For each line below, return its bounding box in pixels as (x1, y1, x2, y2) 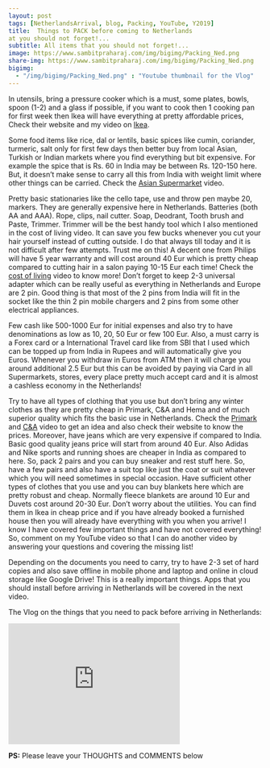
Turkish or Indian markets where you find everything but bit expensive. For (8, 152, 256, 162)
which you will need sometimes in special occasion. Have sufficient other (8, 473, 251, 483)
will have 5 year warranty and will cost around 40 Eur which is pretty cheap (8, 253, 259, 263)
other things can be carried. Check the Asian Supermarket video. (8, 178, 225, 188)
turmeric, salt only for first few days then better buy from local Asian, (8, 143, 238, 153)
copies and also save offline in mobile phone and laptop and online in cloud (8, 566, 259, 575)
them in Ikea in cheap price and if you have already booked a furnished (8, 507, 245, 517)
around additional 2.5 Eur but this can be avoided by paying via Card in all (8, 363, 253, 373)
